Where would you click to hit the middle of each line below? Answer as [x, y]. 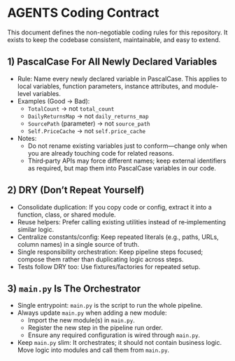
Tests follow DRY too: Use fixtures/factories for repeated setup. [109, 266]
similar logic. [36, 229]
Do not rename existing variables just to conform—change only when [127, 146]
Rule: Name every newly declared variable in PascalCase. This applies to [122, 79]
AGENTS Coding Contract [83, 13]
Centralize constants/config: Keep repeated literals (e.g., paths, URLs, [118, 237]
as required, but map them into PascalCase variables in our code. [122, 168]
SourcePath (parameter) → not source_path [89, 123]
